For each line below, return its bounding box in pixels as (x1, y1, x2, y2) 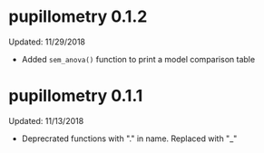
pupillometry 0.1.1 (8, 86, 143, 106)
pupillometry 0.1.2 (8, 6, 148, 27)
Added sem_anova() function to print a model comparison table (21, 53, 256, 64)
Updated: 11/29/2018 (8, 36, 85, 47)
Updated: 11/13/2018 (8, 115, 84, 126)
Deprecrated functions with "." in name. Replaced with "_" (21, 133, 238, 144)
